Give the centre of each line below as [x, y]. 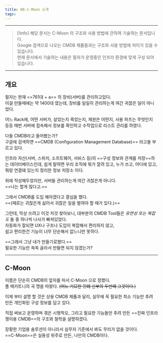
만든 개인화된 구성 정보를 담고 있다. [38, 303]
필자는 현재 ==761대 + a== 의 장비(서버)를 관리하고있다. [58, 97]
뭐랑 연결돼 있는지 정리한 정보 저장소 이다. [44, 171]
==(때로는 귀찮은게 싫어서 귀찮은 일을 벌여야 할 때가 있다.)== [63, 203]
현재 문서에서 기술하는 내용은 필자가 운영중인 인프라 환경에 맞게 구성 [81, 57]
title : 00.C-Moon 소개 [27, 9]
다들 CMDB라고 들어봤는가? [32, 136]
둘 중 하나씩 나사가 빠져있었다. [39, 219]
